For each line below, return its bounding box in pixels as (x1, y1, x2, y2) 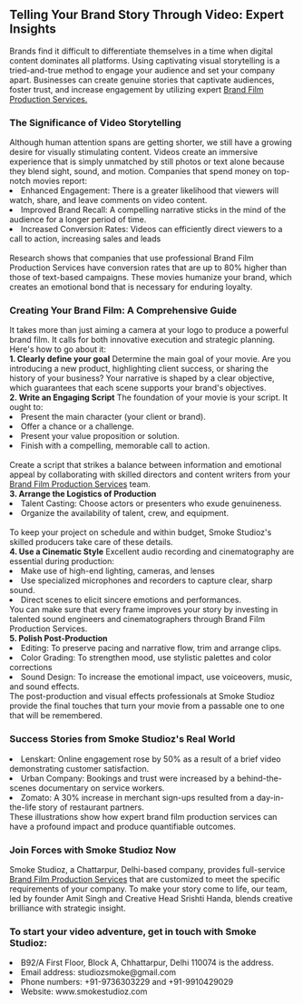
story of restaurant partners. (38, 802, 145, 813)
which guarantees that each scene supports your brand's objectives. (9, 383, 267, 394)
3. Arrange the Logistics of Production (9, 489, 157, 500)
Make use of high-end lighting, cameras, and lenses (21, 566, 215, 577)
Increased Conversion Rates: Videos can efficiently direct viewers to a (21, 224, 283, 235)
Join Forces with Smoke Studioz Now (9, 843, 177, 856)
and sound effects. (9, 681, 80, 692)
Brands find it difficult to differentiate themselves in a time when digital (9, 45, 274, 56)
